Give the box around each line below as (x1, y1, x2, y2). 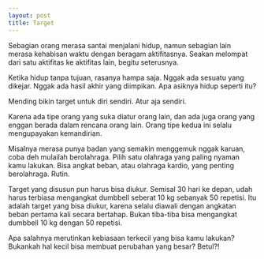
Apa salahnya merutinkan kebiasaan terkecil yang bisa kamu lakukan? (8, 233, 235, 242)
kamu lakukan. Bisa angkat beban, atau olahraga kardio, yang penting (8, 160, 235, 170)
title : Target (8, 19, 55, 27)
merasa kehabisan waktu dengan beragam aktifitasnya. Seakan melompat (8, 49, 248, 58)
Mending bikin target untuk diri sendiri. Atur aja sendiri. (8, 96, 187, 106)
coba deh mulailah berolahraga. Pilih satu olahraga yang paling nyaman (8, 152, 240, 162)
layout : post (8, 11, 51, 20)
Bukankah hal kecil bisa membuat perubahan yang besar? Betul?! (8, 242, 220, 251)
